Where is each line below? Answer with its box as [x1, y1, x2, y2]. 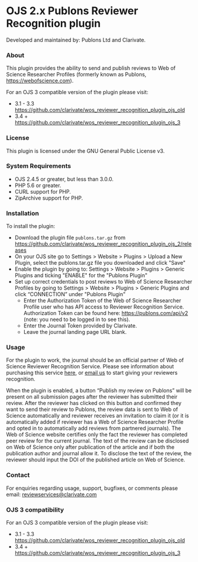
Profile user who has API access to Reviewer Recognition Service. [23, 303, 184, 310]
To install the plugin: [6, 223, 56, 230]
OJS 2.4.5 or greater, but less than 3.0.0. [14, 175, 114, 182]
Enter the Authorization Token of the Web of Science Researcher [23, 297, 181, 304]
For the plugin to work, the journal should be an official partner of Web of [6, 357, 184, 364]
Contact [6, 471, 30, 479]
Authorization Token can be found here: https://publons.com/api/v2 [23, 310, 188, 317]
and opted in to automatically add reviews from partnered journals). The [6, 425, 181, 432]
